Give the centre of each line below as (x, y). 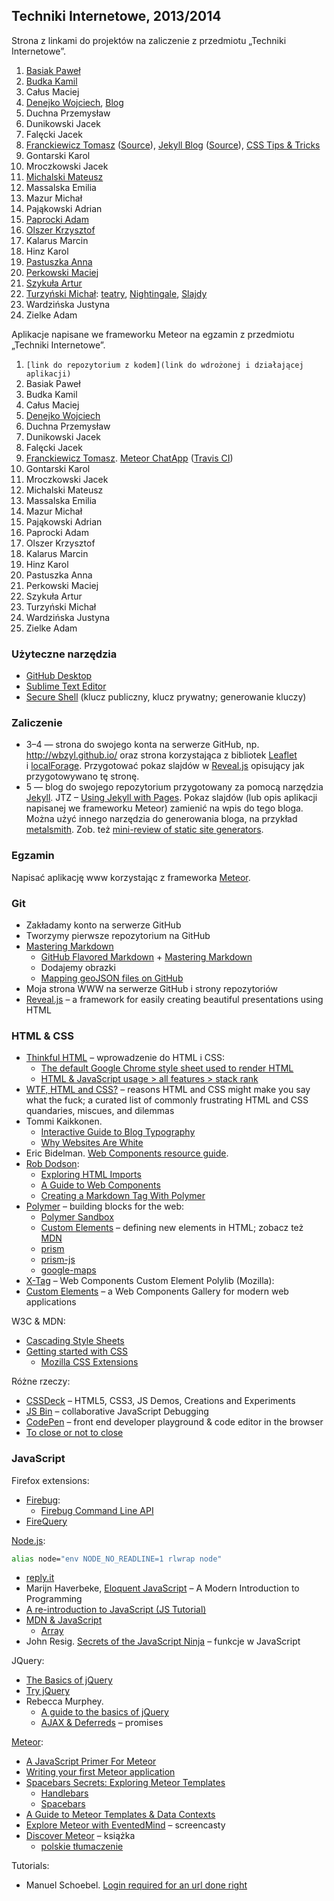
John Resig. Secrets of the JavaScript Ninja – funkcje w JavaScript (163, 1641)
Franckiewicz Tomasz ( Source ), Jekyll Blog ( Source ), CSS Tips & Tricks (173, 145)
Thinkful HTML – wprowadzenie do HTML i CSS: (125, 1058)
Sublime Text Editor (66, 686)
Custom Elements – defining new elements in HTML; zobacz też (172, 1228)
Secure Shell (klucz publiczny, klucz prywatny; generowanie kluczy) (166, 697)
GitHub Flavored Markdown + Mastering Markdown (146, 957)
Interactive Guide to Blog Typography (118, 1132)
